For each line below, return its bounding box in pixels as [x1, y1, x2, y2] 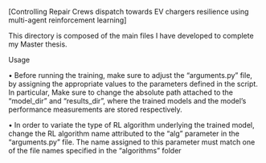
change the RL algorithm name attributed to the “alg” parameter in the [8, 128, 239, 138]
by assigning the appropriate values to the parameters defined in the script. [8, 79, 259, 88]
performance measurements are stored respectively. [8, 104, 182, 114]
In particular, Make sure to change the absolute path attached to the [8, 88, 233, 97]
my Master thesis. [8, 39, 68, 49]
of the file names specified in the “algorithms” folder [8, 146, 182, 155]
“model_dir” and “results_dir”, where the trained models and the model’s [8, 96, 247, 105]
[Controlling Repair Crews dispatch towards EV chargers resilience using [8, 7, 249, 16]
